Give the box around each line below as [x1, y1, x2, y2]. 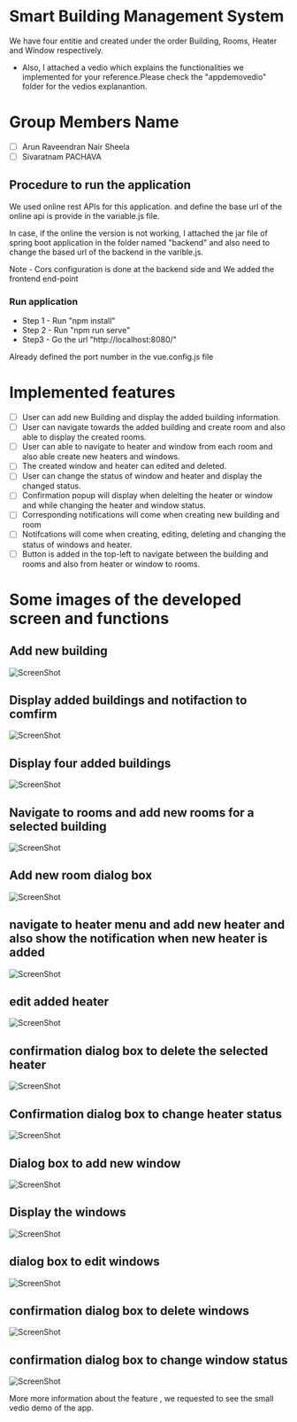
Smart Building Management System [9, 6, 285, 27]
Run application [9, 295, 78, 308]
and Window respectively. [9, 44, 104, 55]
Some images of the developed [9, 590, 241, 609]
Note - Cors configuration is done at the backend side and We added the [9, 263, 275, 274]
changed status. [21, 481, 81, 491]
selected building [9, 818, 107, 834]
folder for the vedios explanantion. [21, 81, 148, 91]
